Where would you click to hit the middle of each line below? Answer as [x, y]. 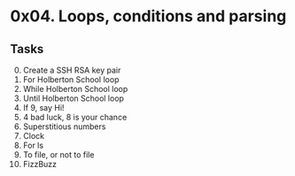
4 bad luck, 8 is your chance [75, 117]
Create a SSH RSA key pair [72, 70]
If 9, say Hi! [43, 107]
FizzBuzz [39, 164]
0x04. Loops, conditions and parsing [148, 16]
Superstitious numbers [64, 126]
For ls [33, 145]
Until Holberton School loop [74, 98]
